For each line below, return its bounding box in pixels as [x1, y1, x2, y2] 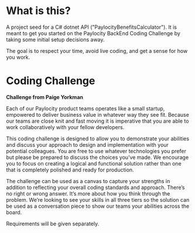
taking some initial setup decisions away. [6, 36, 105, 43]
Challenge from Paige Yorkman [6, 93, 84, 100]
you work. [6, 53, 30, 60]
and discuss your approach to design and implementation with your [6, 141, 169, 148]
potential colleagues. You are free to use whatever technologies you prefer [6, 147, 186, 154]
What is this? [6, 4, 71, 18]
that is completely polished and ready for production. [6, 166, 134, 173]
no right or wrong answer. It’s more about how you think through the [6, 190, 170, 197]
